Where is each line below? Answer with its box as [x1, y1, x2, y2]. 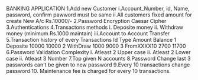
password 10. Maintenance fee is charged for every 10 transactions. [6, 68, 171, 74]
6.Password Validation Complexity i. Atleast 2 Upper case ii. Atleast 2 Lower [6, 49, 191, 55]
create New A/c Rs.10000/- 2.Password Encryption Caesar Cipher [6, 18, 167, 24]
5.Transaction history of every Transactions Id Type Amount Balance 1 [6, 36, 177, 43]
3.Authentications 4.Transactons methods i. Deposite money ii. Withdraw [6, 24, 184, 31]
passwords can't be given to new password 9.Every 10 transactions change [6, 61, 190, 68]
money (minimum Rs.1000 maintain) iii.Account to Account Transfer [6, 30, 170, 37]
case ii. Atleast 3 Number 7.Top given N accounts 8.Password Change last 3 [6, 55, 191, 62]
